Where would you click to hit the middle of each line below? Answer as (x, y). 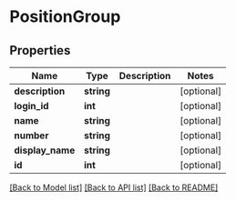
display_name (45, 150)
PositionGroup (65, 17)
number (31, 136)
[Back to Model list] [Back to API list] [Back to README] (114, 187)
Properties (40, 50)
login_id (31, 106)
